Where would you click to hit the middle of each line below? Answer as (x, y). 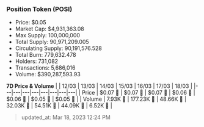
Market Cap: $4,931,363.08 (49, 29)
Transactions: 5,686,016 (45, 68)
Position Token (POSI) (39, 9)
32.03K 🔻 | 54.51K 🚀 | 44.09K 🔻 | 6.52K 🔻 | (60, 106)
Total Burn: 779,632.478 (46, 55)
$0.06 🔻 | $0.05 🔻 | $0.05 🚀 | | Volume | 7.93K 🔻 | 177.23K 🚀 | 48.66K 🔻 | (97, 99)
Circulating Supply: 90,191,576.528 (58, 48)
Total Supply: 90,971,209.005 (52, 42)
